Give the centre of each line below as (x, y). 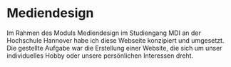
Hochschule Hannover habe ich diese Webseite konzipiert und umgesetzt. (115, 40)
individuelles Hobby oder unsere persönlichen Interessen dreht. (100, 56)
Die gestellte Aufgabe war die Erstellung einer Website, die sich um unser (114, 48)
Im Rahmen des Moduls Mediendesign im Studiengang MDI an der (104, 33)
